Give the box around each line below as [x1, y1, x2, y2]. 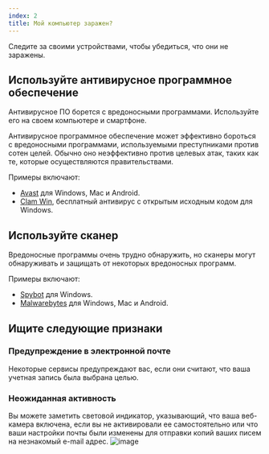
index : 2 [8, 11, 38, 20]
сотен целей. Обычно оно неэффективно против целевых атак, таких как [8, 148, 259, 158]
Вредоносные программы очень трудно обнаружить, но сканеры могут [8, 250, 256, 260]
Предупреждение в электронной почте [8, 345, 171, 357]
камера [8, 419, 35, 429]
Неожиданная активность [8, 392, 116, 403]
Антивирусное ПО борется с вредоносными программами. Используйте [8, 107, 259, 117]
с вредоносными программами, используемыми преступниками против [8, 140, 259, 150]
